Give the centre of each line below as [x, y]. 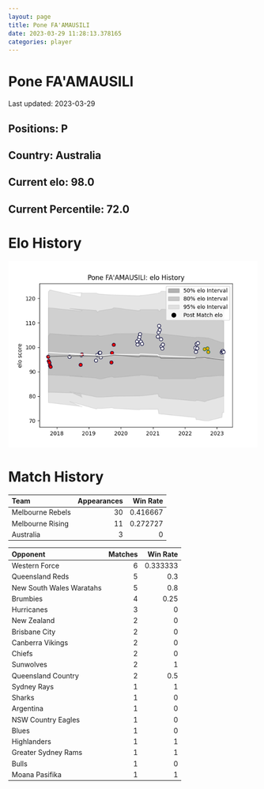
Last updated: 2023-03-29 [52, 104]
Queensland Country [45, 675]
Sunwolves [29, 665]
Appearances [101, 501]
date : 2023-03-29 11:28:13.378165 [65, 33]
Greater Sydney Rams [47, 753]
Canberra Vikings [40, 642]
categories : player [40, 42]
